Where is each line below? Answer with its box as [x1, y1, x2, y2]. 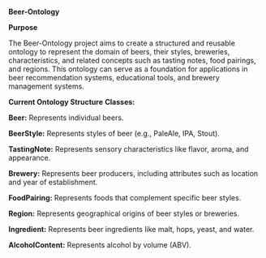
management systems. [8, 81, 85, 91]
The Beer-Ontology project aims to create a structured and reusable [8, 38, 235, 48]
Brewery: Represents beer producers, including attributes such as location [8, 169, 259, 178]
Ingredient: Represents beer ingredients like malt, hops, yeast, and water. [8, 225, 255, 234]
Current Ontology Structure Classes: [8, 97, 135, 106]
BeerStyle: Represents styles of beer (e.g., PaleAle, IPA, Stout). [8, 129, 221, 138]
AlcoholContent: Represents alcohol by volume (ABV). [8, 240, 192, 250]
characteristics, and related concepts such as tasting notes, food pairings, [8, 56, 257, 65]
